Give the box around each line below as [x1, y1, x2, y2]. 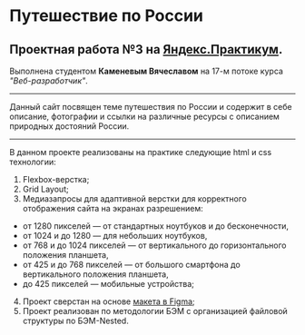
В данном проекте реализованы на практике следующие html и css [9, 147, 272, 157]
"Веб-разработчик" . [9, 75, 88, 86]
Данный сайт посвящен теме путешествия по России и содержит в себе [9, 102, 292, 112]
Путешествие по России [9, 5, 204, 26]
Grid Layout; [22, 183, 70, 194]
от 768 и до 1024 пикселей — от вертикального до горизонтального [22, 240, 287, 251]
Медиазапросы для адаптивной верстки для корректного [22, 193, 247, 204]
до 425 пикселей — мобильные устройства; [22, 279, 195, 289]
